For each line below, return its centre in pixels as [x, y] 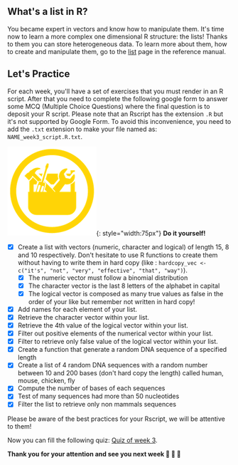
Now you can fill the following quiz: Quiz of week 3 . [82, 440]
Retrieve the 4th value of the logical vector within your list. [103, 325]
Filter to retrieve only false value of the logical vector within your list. [118, 342]
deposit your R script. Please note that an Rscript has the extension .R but [115, 114]
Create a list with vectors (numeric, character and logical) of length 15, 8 [123, 247]
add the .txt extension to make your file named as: [82, 129]
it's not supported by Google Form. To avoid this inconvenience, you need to [119, 121]
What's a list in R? [48, 12]
